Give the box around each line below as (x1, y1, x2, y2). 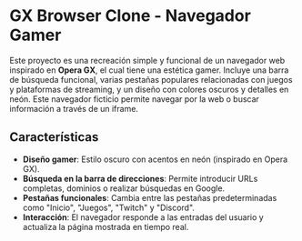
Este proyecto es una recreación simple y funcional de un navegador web (9, 55, 286, 65)
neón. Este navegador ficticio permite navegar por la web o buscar (9, 93, 259, 105)
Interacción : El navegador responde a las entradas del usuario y (22, 211, 264, 223)
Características (9, 129, 99, 146)
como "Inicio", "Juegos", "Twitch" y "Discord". (22, 202, 196, 213)
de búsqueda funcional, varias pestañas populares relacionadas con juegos (9, 74, 293, 85)
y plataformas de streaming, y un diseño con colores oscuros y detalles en (9, 84, 289, 95)
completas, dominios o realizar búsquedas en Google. (22, 183, 226, 194)
